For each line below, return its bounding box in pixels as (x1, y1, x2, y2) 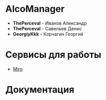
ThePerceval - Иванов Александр (12, 20, 87, 26)
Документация (5, 84, 75, 95)
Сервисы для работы (5, 49, 101, 61)
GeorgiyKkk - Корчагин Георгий (12, 31, 83, 37)
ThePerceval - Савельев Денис (12, 25, 82, 31)
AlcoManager (5, 3, 65, 15)
